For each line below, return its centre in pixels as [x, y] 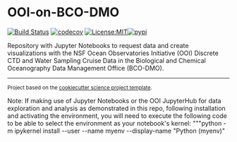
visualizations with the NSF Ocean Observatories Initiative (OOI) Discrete [113, 53]
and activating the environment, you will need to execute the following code [117, 116]
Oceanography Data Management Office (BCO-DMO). [86, 68]
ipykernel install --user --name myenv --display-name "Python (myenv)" [120, 131]
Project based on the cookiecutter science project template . [80, 88]
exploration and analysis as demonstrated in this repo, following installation [116, 108]
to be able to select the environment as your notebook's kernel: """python [115, 123]
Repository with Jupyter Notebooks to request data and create [98, 45]
